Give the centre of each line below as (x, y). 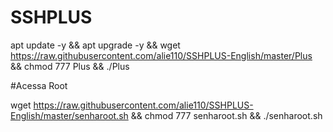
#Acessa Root (39, 85)
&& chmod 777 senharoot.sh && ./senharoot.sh (226, 115)
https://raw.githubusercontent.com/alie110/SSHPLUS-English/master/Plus (161, 55)
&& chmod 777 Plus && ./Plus (70, 66)
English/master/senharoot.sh (69, 115)
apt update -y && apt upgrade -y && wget (95, 45)
